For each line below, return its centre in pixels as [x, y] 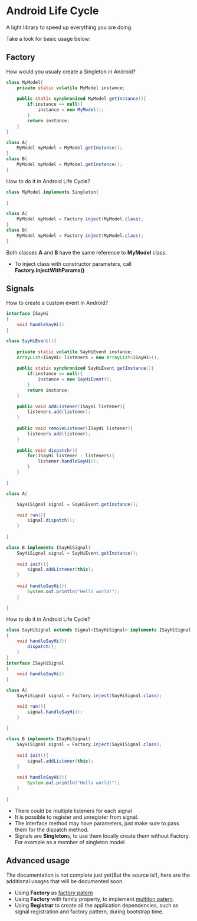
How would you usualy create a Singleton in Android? [71, 71]
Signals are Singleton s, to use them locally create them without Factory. [102, 836]
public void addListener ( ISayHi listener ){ [71, 406]
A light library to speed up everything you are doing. [69, 27]
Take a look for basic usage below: [48, 38]
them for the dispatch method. [52, 829]
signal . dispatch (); [51, 520]
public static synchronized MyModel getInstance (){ [81, 99]
